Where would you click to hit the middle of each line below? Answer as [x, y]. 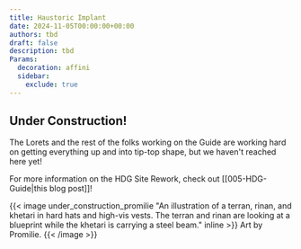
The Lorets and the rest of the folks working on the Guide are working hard [148, 142]
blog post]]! [71, 189]
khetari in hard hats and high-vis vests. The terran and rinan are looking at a [150, 216]
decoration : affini [54, 68]
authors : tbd [34, 34]
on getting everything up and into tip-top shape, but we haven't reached [143, 152]
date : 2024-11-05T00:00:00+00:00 [72, 26]
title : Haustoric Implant [58, 18]
